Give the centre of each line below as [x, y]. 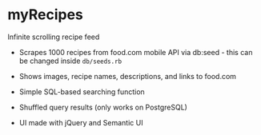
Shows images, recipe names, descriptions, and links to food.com [128, 76]
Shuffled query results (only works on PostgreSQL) [103, 107]
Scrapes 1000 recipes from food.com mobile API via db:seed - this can [136, 52]
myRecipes [45, 15]
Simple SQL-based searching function [82, 91]
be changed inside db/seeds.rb [70, 61]
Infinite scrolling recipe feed [54, 37]
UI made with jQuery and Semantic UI [81, 122]
